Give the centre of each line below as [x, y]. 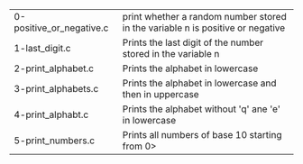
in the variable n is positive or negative [204, 28]
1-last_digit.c [42, 48]
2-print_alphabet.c [54, 68]
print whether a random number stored [204, 17]
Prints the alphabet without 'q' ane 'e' [202, 109]
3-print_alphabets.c [56, 89]
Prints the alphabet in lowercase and [199, 83]
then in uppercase [161, 94]
